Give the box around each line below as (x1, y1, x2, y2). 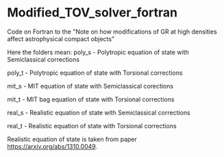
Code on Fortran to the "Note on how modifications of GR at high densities (7, 27, 217, 36)
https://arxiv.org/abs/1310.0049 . (7, 142, 98, 150)
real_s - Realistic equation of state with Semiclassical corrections (7, 108, 190, 117)
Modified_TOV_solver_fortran (7, 5, 178, 21)
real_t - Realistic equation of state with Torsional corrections (7, 121, 177, 130)
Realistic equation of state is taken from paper (7, 135, 137, 143)
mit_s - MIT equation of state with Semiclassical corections (7, 82, 173, 90)
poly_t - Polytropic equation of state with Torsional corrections (7, 69, 183, 77)
